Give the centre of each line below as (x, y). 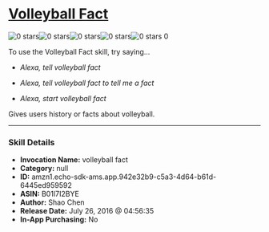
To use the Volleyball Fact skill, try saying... (79, 51)
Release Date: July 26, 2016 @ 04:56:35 (87, 211)
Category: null (44, 169)
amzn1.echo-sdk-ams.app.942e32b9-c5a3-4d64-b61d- (124, 177)
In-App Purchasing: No (59, 220)
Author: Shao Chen (52, 202)
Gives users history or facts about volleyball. (82, 114)
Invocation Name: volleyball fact (74, 160)
